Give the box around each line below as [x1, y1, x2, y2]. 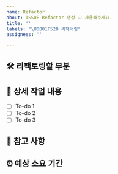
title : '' [6, 20, 32, 26]
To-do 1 [15, 103, 35, 110]
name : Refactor [6, 9, 45, 15]
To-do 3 [15, 116, 36, 124]
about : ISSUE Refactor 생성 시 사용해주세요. [6, 15, 113, 21]
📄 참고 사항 [6, 136, 46, 146]
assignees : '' [6, 32, 43, 38]
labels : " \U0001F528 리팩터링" [6, 26, 81, 32]
